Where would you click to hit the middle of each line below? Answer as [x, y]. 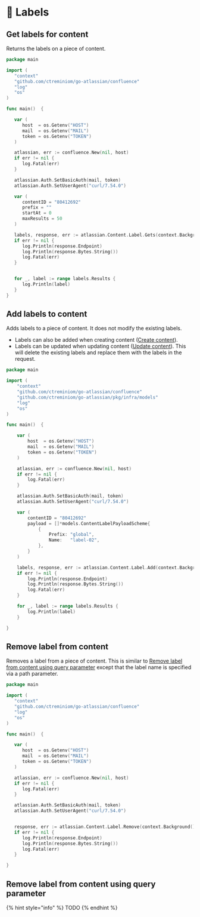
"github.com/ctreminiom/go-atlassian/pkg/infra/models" [88, 397]
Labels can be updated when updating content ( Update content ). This [100, 346]
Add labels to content [47, 314]
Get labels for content [47, 34]
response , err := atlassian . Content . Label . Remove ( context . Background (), [106, 827]
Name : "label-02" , [74, 540]
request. [25, 359]
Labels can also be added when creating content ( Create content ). [96, 340]
